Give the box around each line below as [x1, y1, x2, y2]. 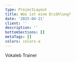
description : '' [5, 25, 38, 30]
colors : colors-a [5, 39, 41, 44]
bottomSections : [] [5, 30, 45, 35]
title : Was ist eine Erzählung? [5, 12, 71, 17]
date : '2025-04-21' [5, 16, 45, 21]
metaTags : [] [5, 35, 32, 40]
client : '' [5, 21, 27, 26]
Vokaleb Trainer [5, 52, 37, 58]
